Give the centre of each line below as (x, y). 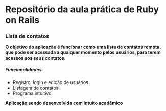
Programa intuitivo (32, 93)
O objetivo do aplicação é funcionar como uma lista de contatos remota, (83, 47)
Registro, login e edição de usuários (50, 82)
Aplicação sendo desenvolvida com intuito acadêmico (64, 103)
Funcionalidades (23, 70)
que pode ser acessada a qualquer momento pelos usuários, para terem (83, 52)
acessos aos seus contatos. (36, 58)
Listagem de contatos (35, 88)
